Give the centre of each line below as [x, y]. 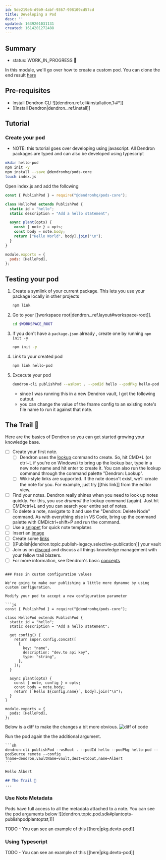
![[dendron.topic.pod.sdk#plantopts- [96, 814]
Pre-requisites [28, 91]
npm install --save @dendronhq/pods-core [49, 172]
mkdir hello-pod [22, 163]
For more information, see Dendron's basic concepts [66, 560]
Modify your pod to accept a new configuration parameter [66, 596]
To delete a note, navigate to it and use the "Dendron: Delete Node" [81, 511]
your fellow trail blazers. [37, 555]
